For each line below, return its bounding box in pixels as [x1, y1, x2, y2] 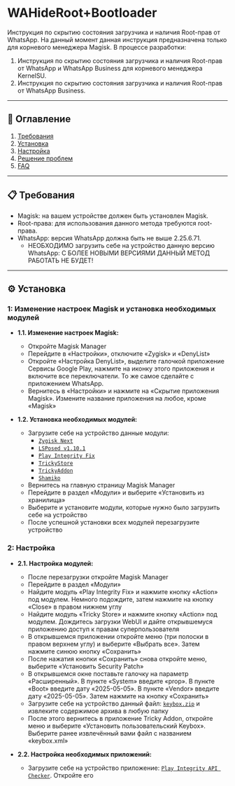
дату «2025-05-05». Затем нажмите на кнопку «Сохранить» [27, 691, 209, 700]
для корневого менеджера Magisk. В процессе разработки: [7, 43, 187, 51]
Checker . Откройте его [27, 771, 94, 779]
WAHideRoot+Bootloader [7, 5, 157, 21]
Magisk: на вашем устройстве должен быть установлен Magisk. [17, 212, 208, 220]
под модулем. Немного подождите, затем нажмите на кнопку [27, 595, 214, 603]
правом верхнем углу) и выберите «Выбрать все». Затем [27, 640, 201, 648]
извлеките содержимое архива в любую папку [27, 706, 169, 715]
